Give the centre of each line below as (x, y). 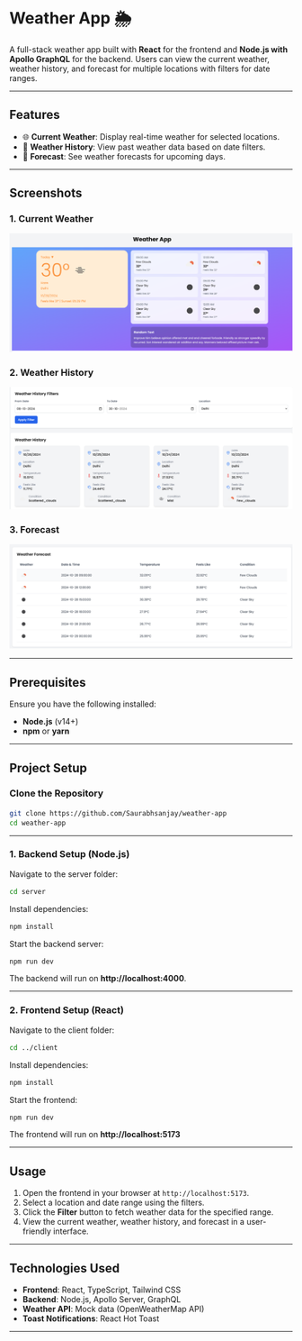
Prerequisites (48, 682)
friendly (37, 1231)
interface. (71, 1231)
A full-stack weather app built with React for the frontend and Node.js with (149, 49)
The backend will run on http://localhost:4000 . (98, 979)
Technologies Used (64, 1268)
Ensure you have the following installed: (83, 704)
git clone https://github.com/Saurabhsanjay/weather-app (118, 813)
